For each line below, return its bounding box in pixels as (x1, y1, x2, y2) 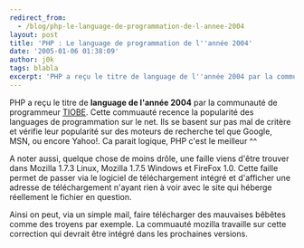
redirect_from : (9, 13, 67, 23)
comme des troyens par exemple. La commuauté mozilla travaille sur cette (9, 218, 287, 229)
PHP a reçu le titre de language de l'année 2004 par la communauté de (9, 97, 278, 108)
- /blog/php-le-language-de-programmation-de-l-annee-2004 (17, 22, 245, 31)
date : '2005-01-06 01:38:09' (9, 47, 119, 56)
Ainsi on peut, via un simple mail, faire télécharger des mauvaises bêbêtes (9, 209, 287, 220)
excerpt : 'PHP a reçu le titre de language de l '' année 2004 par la (9, 72, 273, 81)
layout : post (9, 30, 59, 39)
